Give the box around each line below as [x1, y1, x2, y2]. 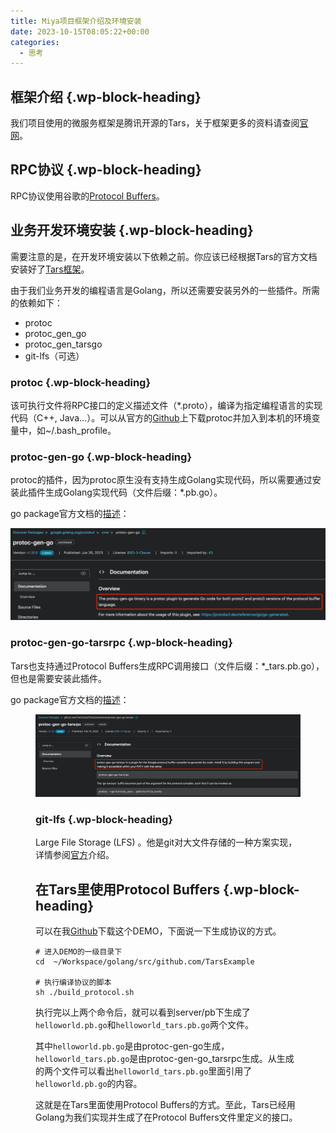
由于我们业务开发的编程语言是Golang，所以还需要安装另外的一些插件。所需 [10, 284, 320, 296]
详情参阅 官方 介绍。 [35, 849, 115, 861]
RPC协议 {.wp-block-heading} [10, 161, 202, 179]
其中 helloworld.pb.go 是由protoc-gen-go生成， [35, 1040, 230, 1052]
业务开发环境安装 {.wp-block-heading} [10, 222, 254, 239]
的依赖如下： [10, 296, 63, 309]
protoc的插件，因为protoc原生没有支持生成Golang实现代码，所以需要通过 [10, 474, 313, 486]
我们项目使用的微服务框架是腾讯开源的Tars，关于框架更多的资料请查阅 [10, 117, 300, 129]
